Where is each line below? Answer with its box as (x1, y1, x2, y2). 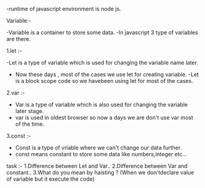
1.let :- (6, 47, 23, 54)
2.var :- (6, 89, 25, 96)
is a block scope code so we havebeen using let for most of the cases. (15, 78, 193, 84)
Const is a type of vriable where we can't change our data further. (15, 144, 182, 151)
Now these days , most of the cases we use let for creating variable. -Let (15, 71, 199, 78)
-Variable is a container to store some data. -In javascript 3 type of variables (6, 29, 198, 36)
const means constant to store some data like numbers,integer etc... (15, 151, 188, 157)
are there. (6, 35, 31, 42)
